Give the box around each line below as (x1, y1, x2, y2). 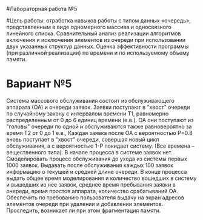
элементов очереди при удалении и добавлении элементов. (6, 200, 164, 207)
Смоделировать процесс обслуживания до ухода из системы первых (6, 155, 188, 162)
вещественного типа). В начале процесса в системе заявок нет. (6, 148, 173, 156)
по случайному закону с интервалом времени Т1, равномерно (6, 109, 169, 117)
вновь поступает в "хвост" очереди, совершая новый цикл (6, 136, 159, 143)
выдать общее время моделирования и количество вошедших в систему (6, 174, 197, 182)
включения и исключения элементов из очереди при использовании (6, 36, 186, 43)
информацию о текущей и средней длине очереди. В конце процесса (6, 168, 187, 175)
